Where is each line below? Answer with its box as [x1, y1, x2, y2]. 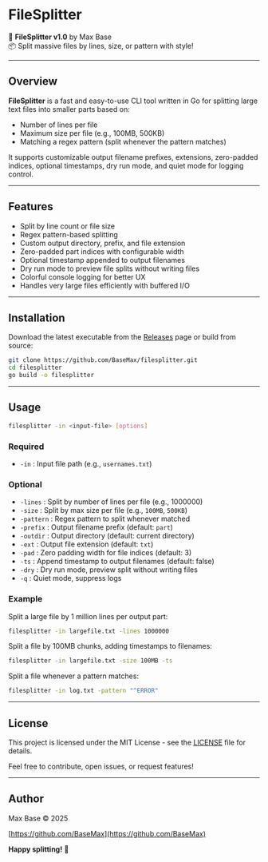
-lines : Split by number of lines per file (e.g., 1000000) [19, 497, 203, 506]
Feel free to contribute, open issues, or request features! [8, 761, 194, 772]
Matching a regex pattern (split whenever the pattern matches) [19, 137, 227, 146]
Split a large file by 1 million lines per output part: [8, 611, 168, 621]
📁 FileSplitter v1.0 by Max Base [8, 32, 112, 42]
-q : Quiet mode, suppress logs [19, 574, 122, 583]
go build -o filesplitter [8, 371, 94, 379]
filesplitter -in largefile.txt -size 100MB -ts [8, 657, 173, 665]
